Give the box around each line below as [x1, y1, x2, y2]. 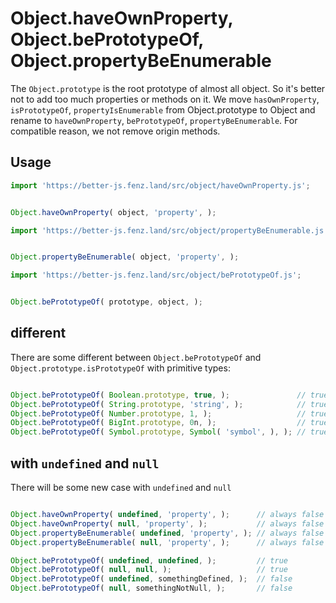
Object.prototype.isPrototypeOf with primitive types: [10, 362, 231, 374]
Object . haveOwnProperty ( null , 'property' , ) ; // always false [10, 518, 325, 529]
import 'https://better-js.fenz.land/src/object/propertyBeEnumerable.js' [10, 225, 329, 236]
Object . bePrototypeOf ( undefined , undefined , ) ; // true [10, 555, 288, 566]
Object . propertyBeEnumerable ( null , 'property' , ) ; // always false [10, 537, 325, 547]
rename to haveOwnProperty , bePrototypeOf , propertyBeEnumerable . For [10, 114, 298, 126]
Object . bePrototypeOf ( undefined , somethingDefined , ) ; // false [10, 574, 293, 584]
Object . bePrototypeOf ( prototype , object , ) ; [10, 297, 203, 307]
